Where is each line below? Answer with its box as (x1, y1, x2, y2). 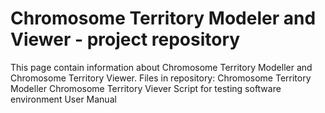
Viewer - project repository (10, 28, 241, 51)
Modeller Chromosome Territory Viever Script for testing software (10, 82, 282, 94)
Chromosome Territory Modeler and (10, 7, 317, 30)
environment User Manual (10, 93, 117, 105)
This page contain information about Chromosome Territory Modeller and (10, 61, 313, 73)
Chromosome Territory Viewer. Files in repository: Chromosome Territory (10, 72, 312, 84)
